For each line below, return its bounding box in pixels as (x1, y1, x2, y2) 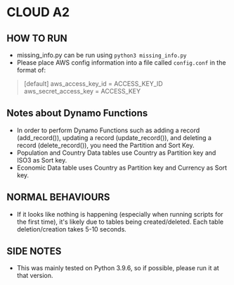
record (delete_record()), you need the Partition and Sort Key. (16, 141, 195, 149)
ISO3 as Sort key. (16, 156, 67, 164)
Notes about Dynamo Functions (6, 107, 148, 120)
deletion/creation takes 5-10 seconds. (16, 224, 127, 233)
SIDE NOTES (6, 246, 62, 258)
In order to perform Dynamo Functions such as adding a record (16, 126, 200, 134)
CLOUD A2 (6, 4, 70, 20)
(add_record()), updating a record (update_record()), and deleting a (16, 133, 212, 141)
